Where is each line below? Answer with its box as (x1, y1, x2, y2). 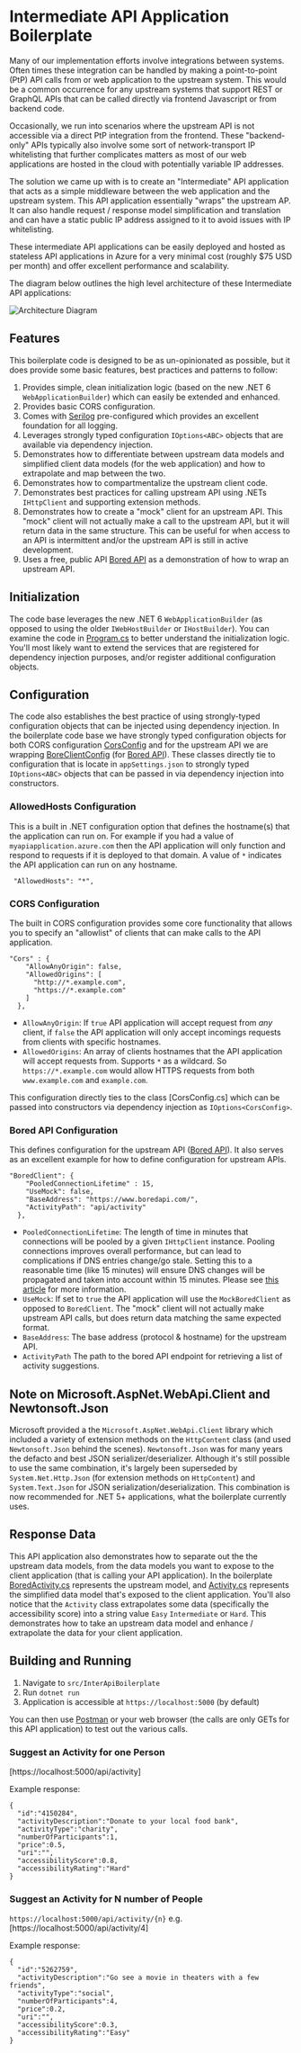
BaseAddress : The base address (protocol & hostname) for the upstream (22, 1331, 288, 1342)
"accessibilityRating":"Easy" (17, 2029, 130, 2038)
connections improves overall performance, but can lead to (22, 1246, 242, 1257)
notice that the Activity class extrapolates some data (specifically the (9, 1599, 270, 1609)
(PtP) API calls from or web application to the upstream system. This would (9, 74, 287, 85)
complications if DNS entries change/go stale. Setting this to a (22, 1255, 253, 1266)
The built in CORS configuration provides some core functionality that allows (9, 918, 293, 928)
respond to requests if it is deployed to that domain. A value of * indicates (9, 849, 282, 860)
